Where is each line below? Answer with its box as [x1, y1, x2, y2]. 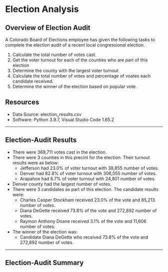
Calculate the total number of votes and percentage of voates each [12, 73, 151, 78]
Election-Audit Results [5, 136, 77, 144]
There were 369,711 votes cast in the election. [12, 149, 107, 155]
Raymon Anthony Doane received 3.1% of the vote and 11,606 [19, 218, 146, 224]
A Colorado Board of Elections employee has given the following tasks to [5, 36, 155, 42]
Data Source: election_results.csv [12, 111, 81, 117]
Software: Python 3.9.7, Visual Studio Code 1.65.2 [12, 116, 114, 122]
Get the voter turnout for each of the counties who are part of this [12, 57, 148, 63]
